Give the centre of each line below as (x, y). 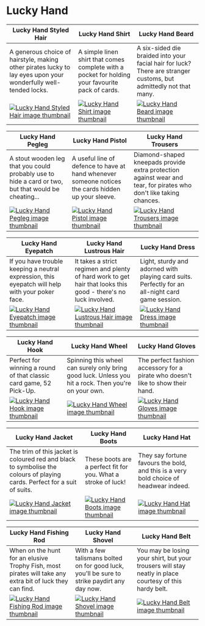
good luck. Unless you (99, 375)
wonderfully (27, 82)
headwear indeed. (164, 485)
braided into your (161, 56)
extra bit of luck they (39, 581)
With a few (90, 550)
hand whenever (94, 174)
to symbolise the (33, 466)
